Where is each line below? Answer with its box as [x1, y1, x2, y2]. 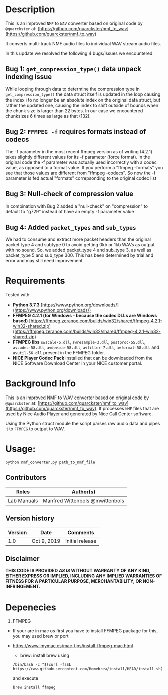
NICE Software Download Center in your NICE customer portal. [12, 360, 143, 366]
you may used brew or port [12, 633, 69, 639]
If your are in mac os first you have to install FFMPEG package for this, [12, 628, 158, 634]
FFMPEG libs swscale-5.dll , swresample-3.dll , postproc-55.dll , [12, 339, 146, 345]
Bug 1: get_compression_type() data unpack [5, 65, 142, 73]
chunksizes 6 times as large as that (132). [5, 113, 91, 119]
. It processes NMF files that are [96, 406, 159, 412]
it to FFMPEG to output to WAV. [5, 426, 65, 432]
